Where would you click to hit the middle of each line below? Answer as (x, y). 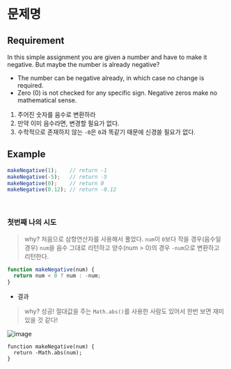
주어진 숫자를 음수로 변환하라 (56, 115)
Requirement (36, 40)
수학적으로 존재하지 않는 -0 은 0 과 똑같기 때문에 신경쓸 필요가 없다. (106, 132)
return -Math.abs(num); (48, 353)
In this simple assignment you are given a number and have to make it (107, 57)
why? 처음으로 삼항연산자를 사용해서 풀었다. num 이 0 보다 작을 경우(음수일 (122, 239)
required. (30, 85)
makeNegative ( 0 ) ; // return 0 (56, 183)
